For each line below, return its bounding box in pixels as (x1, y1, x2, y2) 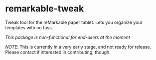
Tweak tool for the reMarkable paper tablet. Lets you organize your (5, 19, 143, 25)
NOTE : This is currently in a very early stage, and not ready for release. (5, 44, 152, 50)
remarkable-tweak (5, 3, 84, 14)
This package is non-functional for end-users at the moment (5, 34, 131, 40)
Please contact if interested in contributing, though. (5, 49, 111, 55)
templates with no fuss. (5, 24, 53, 30)
